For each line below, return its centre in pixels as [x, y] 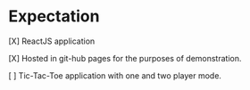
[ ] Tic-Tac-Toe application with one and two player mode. [115, 75]
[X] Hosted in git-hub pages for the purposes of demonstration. [125, 58]
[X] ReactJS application [52, 41]
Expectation [54, 16]
